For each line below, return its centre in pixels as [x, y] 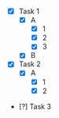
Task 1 [29, 11]
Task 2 [29, 64]
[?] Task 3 [35, 106]
